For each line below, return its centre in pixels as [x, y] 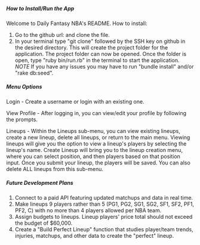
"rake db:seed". [34, 73]
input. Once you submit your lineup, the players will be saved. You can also [99, 162]
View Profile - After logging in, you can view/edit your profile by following [96, 113]
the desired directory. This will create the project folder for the [91, 47]
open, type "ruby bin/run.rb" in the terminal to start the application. [97, 60]
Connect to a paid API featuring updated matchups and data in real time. [104, 197]
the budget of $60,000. [44, 223]
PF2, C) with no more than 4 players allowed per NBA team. [88, 210]
